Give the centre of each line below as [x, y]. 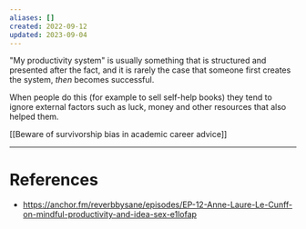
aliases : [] [32, 18]
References [54, 179]
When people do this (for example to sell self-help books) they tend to [141, 97]
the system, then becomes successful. [82, 80]
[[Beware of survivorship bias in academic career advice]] [118, 134]
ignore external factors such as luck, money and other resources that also [148, 107]
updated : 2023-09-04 [49, 35]
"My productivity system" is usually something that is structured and [138, 61]
